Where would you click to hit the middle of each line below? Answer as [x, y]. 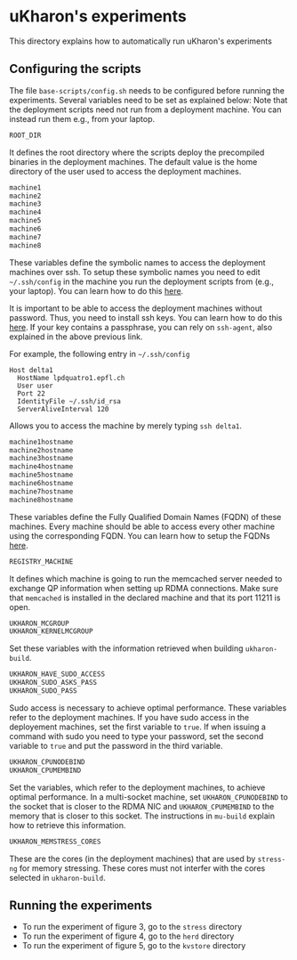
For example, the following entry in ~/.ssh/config [100, 354]
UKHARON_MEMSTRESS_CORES [55, 842]
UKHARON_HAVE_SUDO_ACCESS [57, 674]
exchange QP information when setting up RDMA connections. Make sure [144, 588]
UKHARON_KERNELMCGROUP [51, 631]
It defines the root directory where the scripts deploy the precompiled [137, 152]
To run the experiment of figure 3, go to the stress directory [132, 927]
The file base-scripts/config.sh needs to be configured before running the [147, 90]
